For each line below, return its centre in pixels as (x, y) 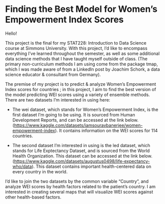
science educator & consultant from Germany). (53, 74)
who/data (22, 166)
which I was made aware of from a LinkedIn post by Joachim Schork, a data (82, 69)
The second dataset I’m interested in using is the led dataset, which (81, 145)
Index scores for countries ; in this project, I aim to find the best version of (81, 89)
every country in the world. (40, 171)
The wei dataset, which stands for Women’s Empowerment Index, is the (85, 109)
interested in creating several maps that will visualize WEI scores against (79, 192)
